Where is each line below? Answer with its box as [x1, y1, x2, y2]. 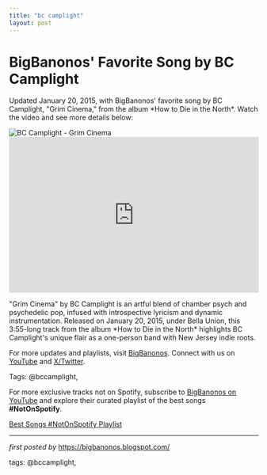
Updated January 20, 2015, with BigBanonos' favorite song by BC [9, 96, 223, 105]
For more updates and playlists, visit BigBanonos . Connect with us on [9, 348, 235, 358]
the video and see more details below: [9, 112, 134, 123]
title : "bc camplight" [9, 11, 84, 20]
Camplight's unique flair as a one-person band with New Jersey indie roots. [9, 333, 256, 343]
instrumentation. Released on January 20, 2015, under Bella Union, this [9, 316, 241, 325]
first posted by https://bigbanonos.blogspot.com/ [9, 443, 170, 452]
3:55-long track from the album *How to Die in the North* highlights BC [9, 325, 243, 334]
